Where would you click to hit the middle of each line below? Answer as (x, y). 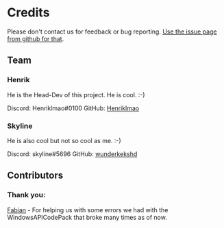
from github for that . (36, 38)
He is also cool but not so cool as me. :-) (64, 140)
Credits (28, 13)
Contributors (35, 176)
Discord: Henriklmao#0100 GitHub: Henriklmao (73, 108)
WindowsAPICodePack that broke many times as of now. (87, 217)
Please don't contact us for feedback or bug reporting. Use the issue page (112, 31)
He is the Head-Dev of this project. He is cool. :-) (76, 94)
